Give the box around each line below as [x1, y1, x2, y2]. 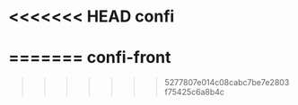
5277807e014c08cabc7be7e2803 [164, 77, 290, 88]
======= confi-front [8, 48, 171, 68]
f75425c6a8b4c [164, 87, 225, 98]
